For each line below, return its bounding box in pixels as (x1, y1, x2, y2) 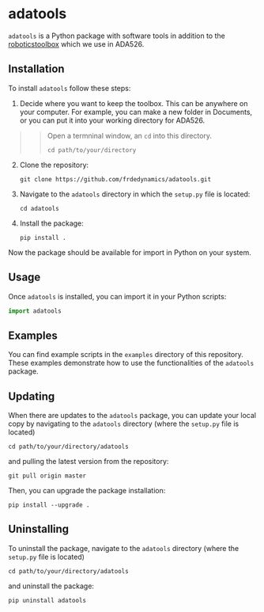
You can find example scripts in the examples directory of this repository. (8, 350, 243, 359)
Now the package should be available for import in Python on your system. (8, 247, 251, 257)
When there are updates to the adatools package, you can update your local (8, 411, 257, 420)
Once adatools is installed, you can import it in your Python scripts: (8, 291, 227, 301)
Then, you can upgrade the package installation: (8, 486, 166, 496)
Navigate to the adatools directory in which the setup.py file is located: (19, 189, 251, 199)
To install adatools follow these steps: (8, 83, 131, 93)
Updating (8, 390, 55, 403)
